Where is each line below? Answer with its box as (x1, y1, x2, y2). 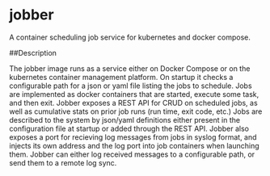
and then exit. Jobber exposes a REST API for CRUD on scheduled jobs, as (9, 98, 258, 107)
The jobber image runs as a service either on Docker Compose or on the (9, 63, 251, 73)
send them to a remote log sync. (9, 157, 117, 167)
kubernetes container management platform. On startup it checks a (9, 72, 234, 82)
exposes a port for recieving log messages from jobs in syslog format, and (9, 132, 257, 142)
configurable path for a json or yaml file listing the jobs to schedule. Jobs (9, 81, 253, 90)
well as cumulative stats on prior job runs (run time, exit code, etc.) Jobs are (9, 107, 263, 116)
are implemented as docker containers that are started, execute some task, (9, 89, 259, 98)
